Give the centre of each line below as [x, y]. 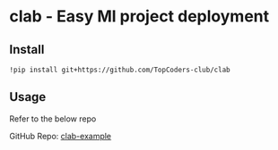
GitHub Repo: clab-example [61, 136]
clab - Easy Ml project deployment [139, 17]
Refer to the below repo [53, 119]
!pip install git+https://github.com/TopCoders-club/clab [120, 70]
